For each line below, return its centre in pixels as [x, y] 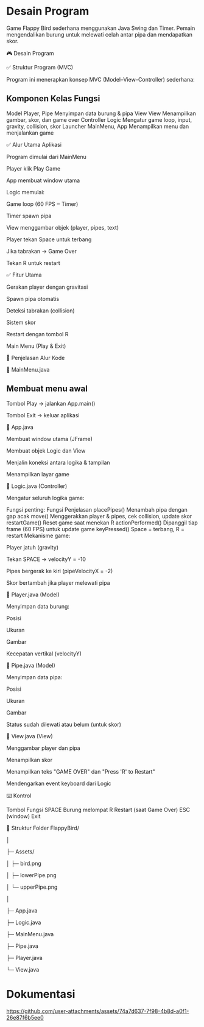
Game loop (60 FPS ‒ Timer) [42, 204]
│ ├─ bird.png [24, 863]
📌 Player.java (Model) [33, 595]
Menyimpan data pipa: [34, 677]
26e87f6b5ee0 [25, 1017]
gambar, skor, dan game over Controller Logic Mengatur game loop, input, [99, 119]
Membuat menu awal [47, 389]
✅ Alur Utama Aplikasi [34, 144]
